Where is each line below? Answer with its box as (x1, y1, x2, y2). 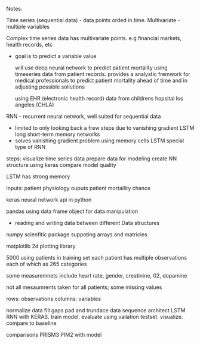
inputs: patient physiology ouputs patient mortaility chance (6, 185, 151, 191)
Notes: (6, 5, 23, 12)
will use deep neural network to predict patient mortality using (14, 64, 168, 71)
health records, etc (6, 41, 53, 48)
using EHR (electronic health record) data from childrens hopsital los (14, 95, 183, 102)
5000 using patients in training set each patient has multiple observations (6, 254, 187, 261)
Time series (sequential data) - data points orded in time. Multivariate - (6, 17, 180, 23)
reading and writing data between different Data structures (14, 220, 160, 226)
